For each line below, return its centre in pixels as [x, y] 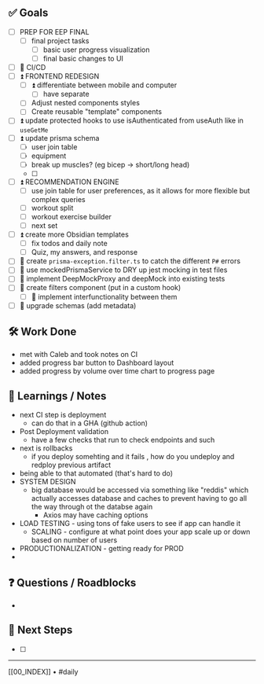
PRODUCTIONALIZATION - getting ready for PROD [102, 549]
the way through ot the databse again [92, 507]
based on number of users [74, 540]
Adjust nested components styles [85, 103]
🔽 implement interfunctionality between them [104, 296]
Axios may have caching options [95, 515]
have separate [66, 94]
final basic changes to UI [83, 59]
